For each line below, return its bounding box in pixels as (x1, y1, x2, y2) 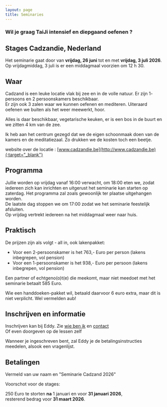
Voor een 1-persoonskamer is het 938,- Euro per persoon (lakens (12, 259, 148, 266)
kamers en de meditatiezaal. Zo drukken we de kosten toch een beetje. (5, 137, 152, 143)
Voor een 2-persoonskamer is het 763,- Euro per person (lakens (12, 249, 146, 255)
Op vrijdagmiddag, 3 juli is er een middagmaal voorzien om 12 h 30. (5, 63, 145, 69)
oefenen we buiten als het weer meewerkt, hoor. (5, 106, 106, 113)
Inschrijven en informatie (5, 310, 86, 319)
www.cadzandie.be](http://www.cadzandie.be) (58, 147, 156, 153)
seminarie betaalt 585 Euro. (5, 280, 62, 286)
